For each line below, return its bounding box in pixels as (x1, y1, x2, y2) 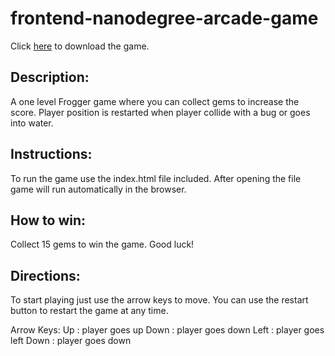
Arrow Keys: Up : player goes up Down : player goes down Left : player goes (10, 324, 325, 336)
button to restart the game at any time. (10, 305, 169, 317)
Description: (10, 69, 90, 86)
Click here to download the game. (10, 40, 150, 52)
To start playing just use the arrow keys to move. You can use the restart (10, 294, 309, 306)
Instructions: (10, 146, 93, 163)
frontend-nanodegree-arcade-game (10, 7, 319, 30)
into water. (10, 117, 54, 129)
